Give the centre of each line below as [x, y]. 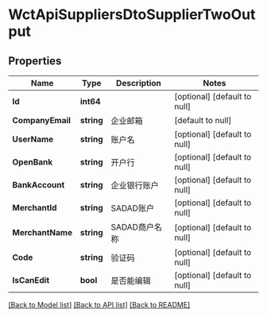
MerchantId [35, 208]
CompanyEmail [42, 120]
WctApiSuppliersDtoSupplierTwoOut [132, 15]
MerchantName [43, 232]
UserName [33, 139]
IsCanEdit [31, 280]
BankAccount [39, 185]
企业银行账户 [135, 186]
